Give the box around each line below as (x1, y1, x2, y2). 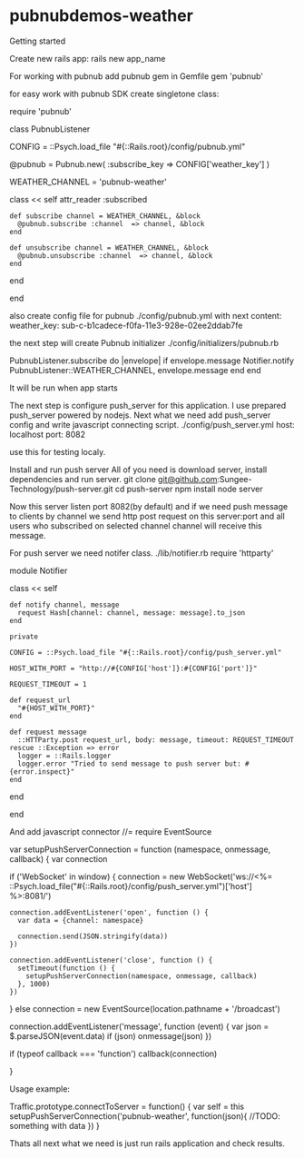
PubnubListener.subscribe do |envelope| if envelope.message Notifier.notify (9, 355, 295, 366)
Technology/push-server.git (9, 483, 113, 494)
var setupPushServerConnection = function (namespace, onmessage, (9, 844, 271, 855)
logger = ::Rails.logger (17, 751, 112, 760)
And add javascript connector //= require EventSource (9, 826, 212, 836)
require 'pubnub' (9, 105, 73, 116)
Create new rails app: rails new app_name (9, 53, 166, 64)
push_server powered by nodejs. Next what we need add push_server (9, 410, 271, 421)
